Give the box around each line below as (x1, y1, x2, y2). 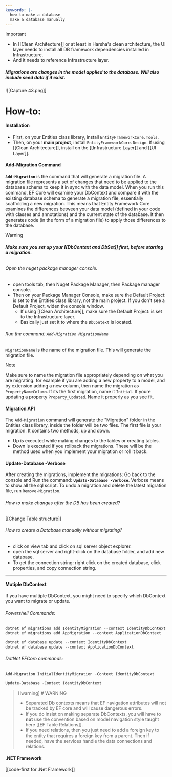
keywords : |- (5, 7, 33, 13)
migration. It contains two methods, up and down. (5, 428, 110, 434)
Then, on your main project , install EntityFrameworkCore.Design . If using (12, 139, 165, 145)
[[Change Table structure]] (5, 515, 62, 522)
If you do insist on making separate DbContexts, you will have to (25, 710, 161, 717)
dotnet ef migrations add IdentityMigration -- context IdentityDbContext (5, 625, 166, 631)
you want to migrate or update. (5, 598, 71, 604)
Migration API (5, 405, 35, 412)
